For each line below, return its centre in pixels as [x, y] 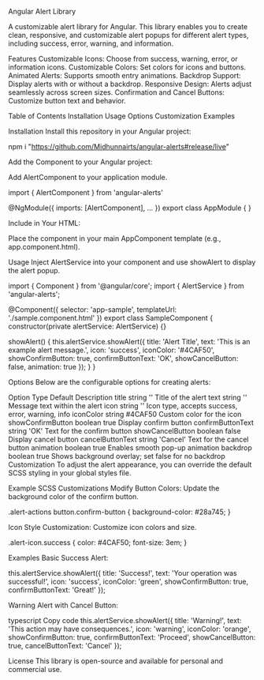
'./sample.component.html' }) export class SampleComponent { [111, 318]
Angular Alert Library [42, 11]
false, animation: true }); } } [52, 367]
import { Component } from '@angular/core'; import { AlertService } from [126, 286]
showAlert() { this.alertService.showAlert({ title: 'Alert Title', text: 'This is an [129, 342]
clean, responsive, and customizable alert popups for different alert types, [128, 35]
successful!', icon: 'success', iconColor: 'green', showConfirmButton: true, [128, 581]
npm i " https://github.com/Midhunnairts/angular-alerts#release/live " [119, 147]
